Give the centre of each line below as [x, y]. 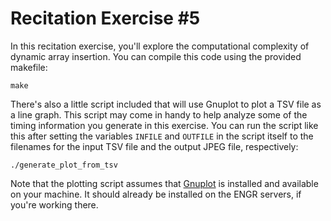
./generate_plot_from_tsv [64, 165]
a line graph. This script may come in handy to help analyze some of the [159, 114]
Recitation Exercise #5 [105, 18]
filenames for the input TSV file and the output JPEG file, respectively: [154, 146]
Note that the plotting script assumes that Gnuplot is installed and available [164, 183]
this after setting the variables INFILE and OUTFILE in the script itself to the [162, 136]
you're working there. [54, 204]
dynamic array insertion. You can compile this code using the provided [156, 56]
